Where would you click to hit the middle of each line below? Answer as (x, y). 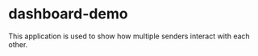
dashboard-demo (68, 14)
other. (18, 44)
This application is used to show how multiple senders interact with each (129, 36)
